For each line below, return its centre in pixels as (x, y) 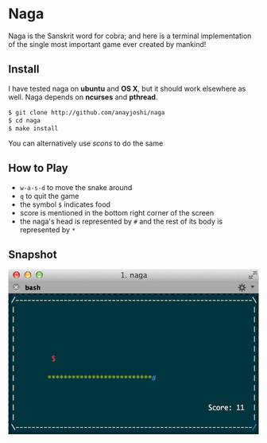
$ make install (33, 128)
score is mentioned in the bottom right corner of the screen (117, 212)
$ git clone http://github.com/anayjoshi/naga (87, 112)
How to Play (39, 168)
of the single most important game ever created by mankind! (107, 44)
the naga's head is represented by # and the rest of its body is (121, 221)
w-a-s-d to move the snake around (76, 187)
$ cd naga (25, 120)
